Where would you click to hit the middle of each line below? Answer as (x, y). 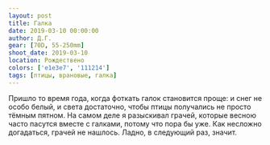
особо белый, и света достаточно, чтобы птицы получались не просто (130, 107)
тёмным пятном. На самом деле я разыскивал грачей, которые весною (132, 115)
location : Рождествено (46, 61)
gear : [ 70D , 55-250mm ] (46, 46)
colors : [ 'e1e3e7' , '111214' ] (59, 68)
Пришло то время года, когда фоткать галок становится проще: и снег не (135, 98)
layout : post (30, 16)
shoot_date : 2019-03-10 (48, 53)
